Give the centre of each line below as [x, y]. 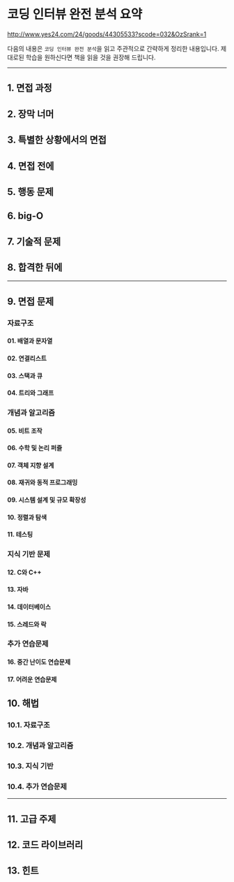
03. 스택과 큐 [25, 375]
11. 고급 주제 [32, 819]
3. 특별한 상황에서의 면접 [57, 140]
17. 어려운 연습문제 [32, 679]
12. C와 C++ [24, 572]
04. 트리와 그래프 [31, 393]
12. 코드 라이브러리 [45, 845]
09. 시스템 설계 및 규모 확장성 [47, 500]
